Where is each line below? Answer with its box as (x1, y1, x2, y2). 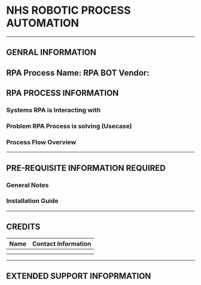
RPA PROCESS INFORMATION (6, 88, 119, 99)
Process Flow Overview (6, 138, 77, 146)
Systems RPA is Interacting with (6, 106, 101, 114)
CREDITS (6, 222, 41, 232)
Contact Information (32, 240, 92, 248)
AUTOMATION (6, 16, 80, 30)
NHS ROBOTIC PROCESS (6, 4, 131, 17)
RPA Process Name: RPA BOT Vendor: (6, 68, 150, 78)
